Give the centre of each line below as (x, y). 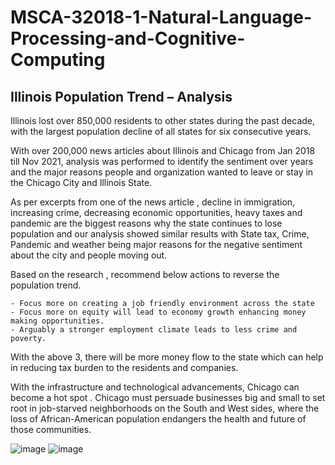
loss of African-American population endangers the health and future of (158, 419)
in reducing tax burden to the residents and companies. (124, 367)
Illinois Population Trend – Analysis (121, 96)
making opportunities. (57, 321)
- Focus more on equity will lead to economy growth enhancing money (158, 312)
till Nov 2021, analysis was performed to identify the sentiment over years (162, 161)
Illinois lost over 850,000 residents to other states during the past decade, (163, 120)
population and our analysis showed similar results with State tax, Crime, (160, 234)
